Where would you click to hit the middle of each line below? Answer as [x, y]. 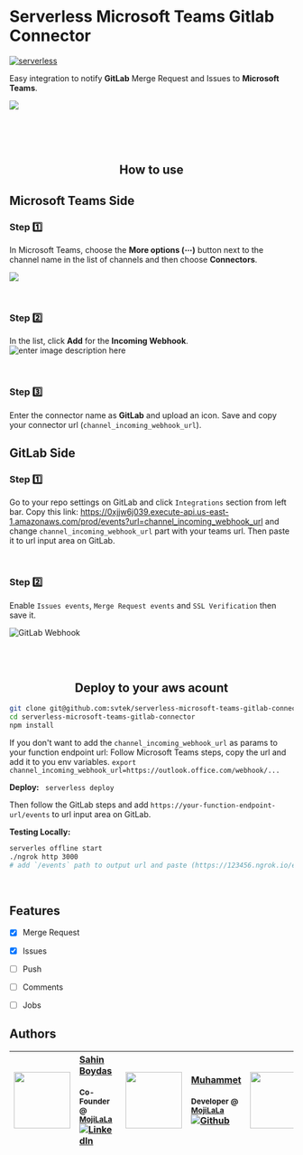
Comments [43, 987]
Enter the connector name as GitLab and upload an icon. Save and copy [143, 415]
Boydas [96, 1070]
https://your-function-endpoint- [213, 806]
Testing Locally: [40, 832]
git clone [28, 709]
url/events [30, 815]
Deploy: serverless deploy [62, 787]
